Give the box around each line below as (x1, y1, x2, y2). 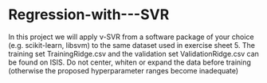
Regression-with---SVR (8, 6, 170, 24)
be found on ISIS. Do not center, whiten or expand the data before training (8, 57, 251, 67)
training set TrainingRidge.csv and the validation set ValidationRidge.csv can (8, 49, 259, 58)
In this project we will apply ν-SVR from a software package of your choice (8, 32, 254, 41)
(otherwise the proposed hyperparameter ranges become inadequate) (8, 65, 239, 75)
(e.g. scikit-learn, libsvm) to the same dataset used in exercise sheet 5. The (8, 40, 255, 49)
